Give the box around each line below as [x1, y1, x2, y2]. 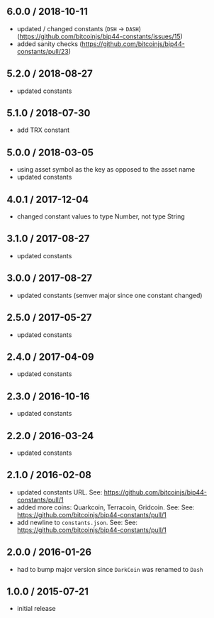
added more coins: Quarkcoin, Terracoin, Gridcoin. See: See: [16, 503, 195, 512]
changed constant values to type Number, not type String [16, 212, 185, 221]
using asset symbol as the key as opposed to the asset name [16, 165, 196, 174]
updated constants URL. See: [16, 487, 103, 496]
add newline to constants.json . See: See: [16, 518, 138, 526]
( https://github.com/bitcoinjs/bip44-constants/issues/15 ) [16, 32, 184, 40]
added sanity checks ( [16, 39, 82, 48]
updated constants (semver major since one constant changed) [16, 291, 203, 299]
